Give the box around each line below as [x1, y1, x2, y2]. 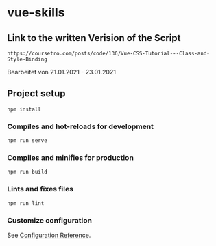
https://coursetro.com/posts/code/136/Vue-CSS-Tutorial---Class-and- [7, 50, 211, 57]
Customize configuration [7, 215, 93, 225]
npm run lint [7, 200, 45, 206]
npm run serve [7, 137, 48, 144]
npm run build [7, 169, 48, 176]
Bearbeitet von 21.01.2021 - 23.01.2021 [7, 68, 117, 76]
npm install [7, 106, 41, 113]
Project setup [7, 87, 67, 100]
